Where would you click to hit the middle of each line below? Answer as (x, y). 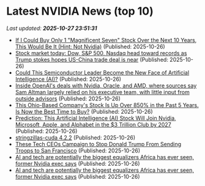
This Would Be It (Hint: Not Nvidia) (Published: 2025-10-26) (90, 46)
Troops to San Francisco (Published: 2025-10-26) (78, 151)
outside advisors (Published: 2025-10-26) (68, 99)
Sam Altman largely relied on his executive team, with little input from (102, 92)
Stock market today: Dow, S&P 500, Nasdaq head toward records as (101, 53)
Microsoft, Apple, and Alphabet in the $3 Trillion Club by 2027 (93, 124)
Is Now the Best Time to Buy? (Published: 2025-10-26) (84, 111)
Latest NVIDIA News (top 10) (80, 11)
